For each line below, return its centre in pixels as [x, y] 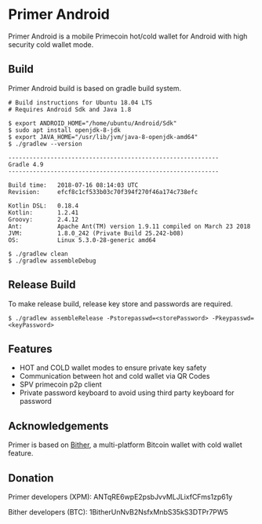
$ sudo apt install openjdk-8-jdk [65, 130]
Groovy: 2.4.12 [44, 219]
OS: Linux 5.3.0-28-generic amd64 [82, 240]
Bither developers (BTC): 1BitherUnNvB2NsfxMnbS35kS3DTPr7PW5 [118, 512]
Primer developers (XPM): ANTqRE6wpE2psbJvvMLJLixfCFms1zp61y [120, 497]
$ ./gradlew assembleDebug [52, 261]
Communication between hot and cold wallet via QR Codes [115, 376]
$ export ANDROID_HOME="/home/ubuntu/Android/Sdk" [93, 123]
